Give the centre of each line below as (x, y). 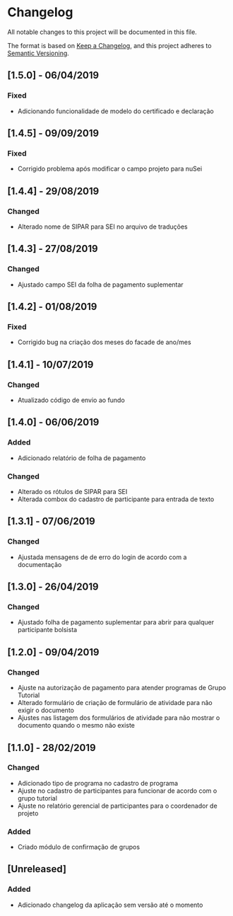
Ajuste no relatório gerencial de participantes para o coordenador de (117, 806)
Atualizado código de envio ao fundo (71, 400)
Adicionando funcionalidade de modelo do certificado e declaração (115, 111)
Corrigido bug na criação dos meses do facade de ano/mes (104, 342)
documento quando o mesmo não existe (76, 726)
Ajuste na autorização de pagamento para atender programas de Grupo (122, 688)
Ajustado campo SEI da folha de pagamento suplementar (100, 285)
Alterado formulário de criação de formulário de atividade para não (115, 703)
